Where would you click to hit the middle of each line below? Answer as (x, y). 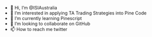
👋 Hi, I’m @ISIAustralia (34, 8)
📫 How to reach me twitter (39, 29)
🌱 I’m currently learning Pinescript (46, 18)
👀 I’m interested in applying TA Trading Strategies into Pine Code (78, 13)
